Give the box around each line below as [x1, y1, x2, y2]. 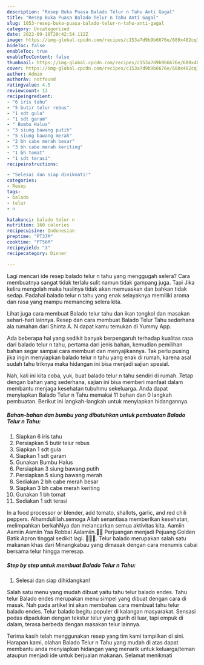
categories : [7, 177, 37, 184]
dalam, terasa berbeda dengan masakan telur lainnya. [7, 621, 141, 628]
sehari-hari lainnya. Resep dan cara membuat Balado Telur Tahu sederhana [7, 316, 195, 323]
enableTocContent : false [7, 54, 70, 60]
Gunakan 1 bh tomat [15, 491, 66, 498]
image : [7, 37, 24, 43]
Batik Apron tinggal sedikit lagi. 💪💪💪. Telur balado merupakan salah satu [7, 535, 186, 542]
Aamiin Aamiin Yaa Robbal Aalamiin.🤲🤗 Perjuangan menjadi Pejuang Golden [7, 528, 196, 536]
